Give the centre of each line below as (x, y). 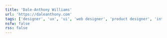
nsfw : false (17, 23)
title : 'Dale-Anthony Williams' (39, 10)
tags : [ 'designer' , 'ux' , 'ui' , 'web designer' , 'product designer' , (79, 19)
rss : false (16, 28)
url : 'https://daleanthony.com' (39, 14)
